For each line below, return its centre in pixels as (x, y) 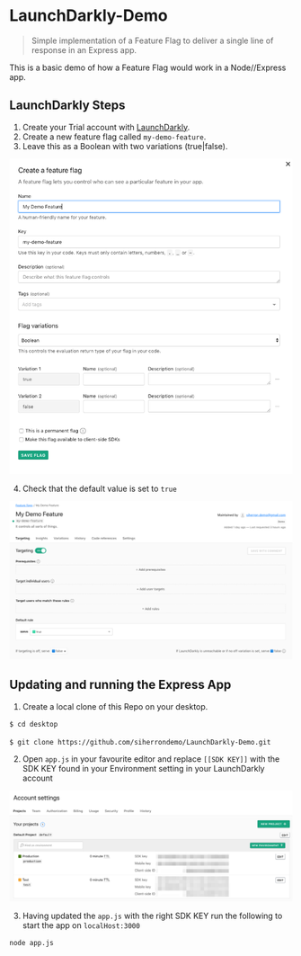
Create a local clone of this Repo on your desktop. (115, 706)
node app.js (31, 943)
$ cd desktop (34, 724)
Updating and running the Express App (120, 685)
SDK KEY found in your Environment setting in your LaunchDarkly (143, 768)
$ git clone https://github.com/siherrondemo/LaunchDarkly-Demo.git (140, 742)
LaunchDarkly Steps (67, 106)
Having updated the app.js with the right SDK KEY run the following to (152, 916)
